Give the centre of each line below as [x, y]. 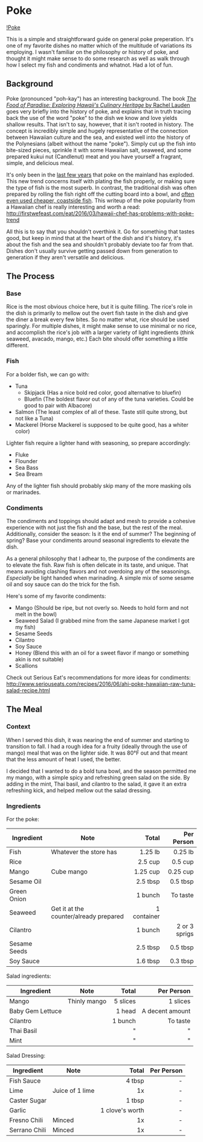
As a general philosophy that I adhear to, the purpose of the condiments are [101, 559]
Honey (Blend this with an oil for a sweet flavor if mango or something [102, 653]
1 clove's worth [122, 1110]
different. [18, 346]
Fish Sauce [25, 1081]
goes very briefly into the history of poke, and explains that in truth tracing [99, 111]
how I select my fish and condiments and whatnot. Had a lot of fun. [90, 65]
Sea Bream [29, 474]
